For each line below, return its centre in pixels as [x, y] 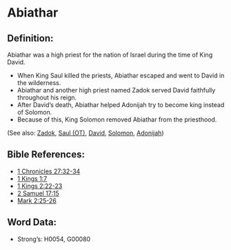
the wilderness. [39, 83]
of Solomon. [34, 112]
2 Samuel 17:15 [38, 193]
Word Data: [32, 222]
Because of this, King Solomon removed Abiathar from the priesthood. [117, 119]
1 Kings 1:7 [32, 178]
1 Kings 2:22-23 [40, 186]
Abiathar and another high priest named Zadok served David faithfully [116, 90]
